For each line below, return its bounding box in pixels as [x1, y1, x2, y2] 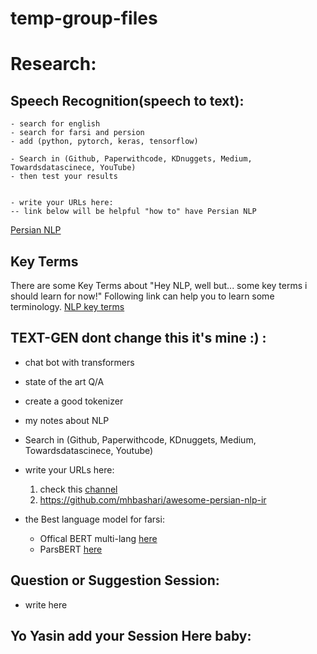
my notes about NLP [24, 414, 110, 426]
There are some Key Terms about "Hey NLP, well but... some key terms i [10, 280, 308, 291]
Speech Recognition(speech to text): [10, 92, 245, 109]
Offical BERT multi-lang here [39, 532, 158, 544]
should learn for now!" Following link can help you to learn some [10, 290, 275, 302]
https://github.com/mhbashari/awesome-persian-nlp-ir [39, 493, 267, 506]
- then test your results [10, 172, 118, 182]
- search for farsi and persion [10, 128, 145, 138]
